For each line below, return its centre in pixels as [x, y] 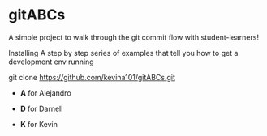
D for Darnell [41, 108]
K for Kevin [39, 124]
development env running [52, 62]
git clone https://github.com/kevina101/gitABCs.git [92, 77]
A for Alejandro [45, 93]
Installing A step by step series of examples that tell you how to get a [123, 53]
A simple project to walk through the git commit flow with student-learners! [134, 37]
